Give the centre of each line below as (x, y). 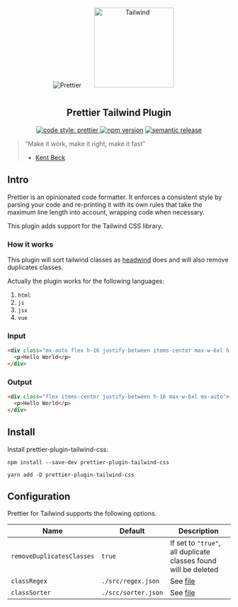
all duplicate (190, 552)
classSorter (31, 593)
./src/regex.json (131, 581)
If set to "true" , (195, 543)
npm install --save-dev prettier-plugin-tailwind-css (89, 462)
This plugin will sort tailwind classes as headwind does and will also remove (118, 259)
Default (132, 531)
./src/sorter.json (132, 593)
